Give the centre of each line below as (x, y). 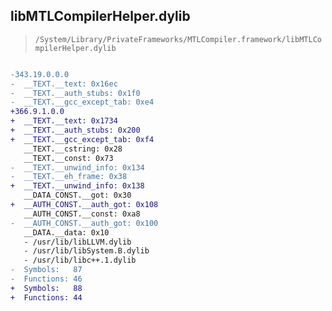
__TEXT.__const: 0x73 (68, 158)
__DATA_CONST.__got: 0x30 (77, 195)
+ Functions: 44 (46, 297)
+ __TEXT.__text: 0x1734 (64, 121)
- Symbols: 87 (46, 270)
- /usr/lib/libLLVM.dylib (77, 242)
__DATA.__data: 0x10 (66, 232)
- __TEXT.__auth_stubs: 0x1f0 (75, 93)
